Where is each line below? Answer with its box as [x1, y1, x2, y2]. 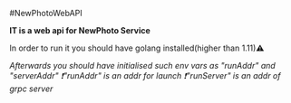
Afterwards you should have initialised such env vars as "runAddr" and [9, 61, 276, 70]
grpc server [9, 83, 53, 94]
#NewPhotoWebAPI [9, 8, 83, 18]
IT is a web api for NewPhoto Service [9, 25, 151, 35]
